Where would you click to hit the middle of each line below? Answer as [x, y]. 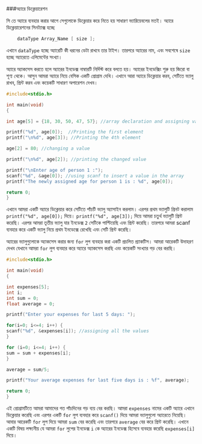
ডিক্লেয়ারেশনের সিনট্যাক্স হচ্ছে [31, 27]
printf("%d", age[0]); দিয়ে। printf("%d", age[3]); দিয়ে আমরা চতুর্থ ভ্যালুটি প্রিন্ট [94, 216]
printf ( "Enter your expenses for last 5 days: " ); [71, 315]
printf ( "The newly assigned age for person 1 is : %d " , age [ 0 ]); [90, 181]
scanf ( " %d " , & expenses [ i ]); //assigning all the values [78, 331]
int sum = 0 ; [23, 298]
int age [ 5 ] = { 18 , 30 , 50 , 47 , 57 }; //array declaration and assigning [98, 121]
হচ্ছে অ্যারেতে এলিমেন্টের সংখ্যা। [34, 57]
